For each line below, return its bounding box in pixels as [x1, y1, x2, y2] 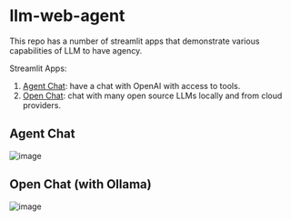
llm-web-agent [9, 5, 125, 26]
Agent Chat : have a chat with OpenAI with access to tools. [22, 80, 241, 91]
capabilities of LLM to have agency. [9, 45, 143, 55]
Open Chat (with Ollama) [9, 176, 152, 192]
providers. [22, 99, 62, 110]
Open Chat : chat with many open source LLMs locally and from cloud [22, 90, 283, 101]
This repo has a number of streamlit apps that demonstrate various [9, 35, 260, 46]
